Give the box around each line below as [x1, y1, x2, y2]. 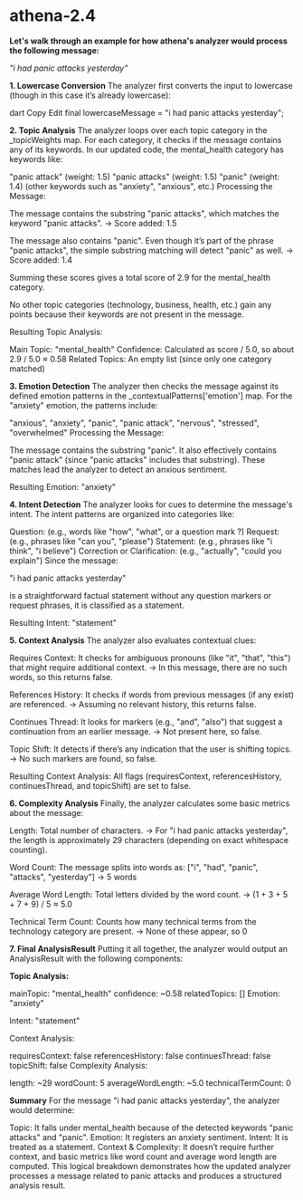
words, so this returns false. [9, 671, 113, 682]
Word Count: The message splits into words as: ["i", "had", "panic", [9, 861, 259, 872]
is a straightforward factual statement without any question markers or [9, 590, 272, 600]
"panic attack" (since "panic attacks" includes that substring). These [9, 454, 265, 465]
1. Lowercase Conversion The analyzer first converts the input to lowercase [9, 80, 293, 91]
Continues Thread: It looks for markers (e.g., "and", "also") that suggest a [9, 716, 283, 727]
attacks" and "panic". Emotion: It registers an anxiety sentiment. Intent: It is [9, 1131, 289, 1142]
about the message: [9, 807, 84, 818]
